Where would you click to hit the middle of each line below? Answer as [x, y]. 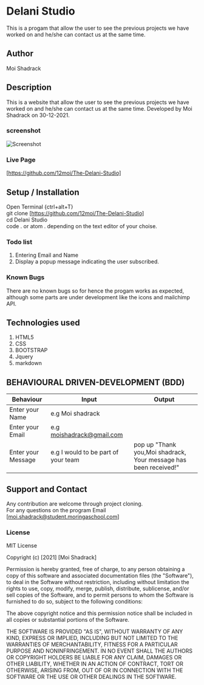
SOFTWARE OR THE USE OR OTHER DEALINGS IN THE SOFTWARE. [91, 677]
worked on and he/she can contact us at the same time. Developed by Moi [99, 108]
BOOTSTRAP [31, 350]
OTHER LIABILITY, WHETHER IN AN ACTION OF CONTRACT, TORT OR [95, 664]
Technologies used [43, 323]
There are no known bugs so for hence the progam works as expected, [95, 291]
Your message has [160, 460]
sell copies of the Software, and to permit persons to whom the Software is [100, 595]
